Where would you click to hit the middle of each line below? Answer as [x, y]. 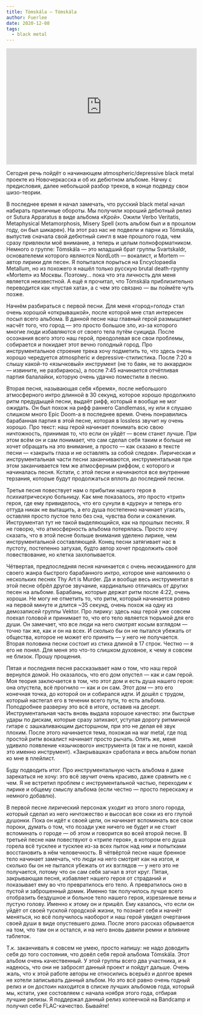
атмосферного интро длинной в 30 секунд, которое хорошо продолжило [101, 395]
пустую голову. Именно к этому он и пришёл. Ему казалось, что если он [100, 904]
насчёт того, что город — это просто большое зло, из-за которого [92, 325]
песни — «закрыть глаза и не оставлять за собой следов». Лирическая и [101, 453]
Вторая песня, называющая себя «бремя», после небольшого [87, 389]
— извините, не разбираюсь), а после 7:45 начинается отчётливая [92, 371]
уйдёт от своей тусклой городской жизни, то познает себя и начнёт [94, 911]
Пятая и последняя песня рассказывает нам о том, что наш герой [92, 668]
